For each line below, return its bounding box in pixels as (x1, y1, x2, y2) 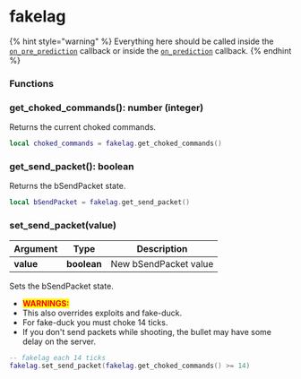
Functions (9, 77, 54, 90)
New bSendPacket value (110, 257, 214, 270)
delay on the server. (21, 336, 97, 347)
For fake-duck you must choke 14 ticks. (21, 316, 168, 328)
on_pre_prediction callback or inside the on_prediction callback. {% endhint (9, 45, 292, 56)
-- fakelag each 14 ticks (9, 353, 106, 362)
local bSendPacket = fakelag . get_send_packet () (9, 198, 191, 207)
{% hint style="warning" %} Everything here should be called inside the (9, 36, 274, 47)
